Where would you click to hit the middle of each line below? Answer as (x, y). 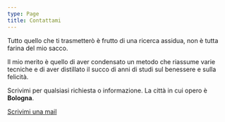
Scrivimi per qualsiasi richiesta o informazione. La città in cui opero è (108, 90)
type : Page (23, 14)
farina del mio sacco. (38, 48)
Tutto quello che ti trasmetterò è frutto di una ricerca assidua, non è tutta (113, 40)
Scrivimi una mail (32, 111)
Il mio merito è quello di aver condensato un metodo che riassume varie (111, 61)
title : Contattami (34, 20)
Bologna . (20, 98)
